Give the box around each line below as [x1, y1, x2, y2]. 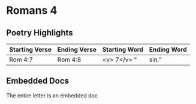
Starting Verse [9, 46, 52, 54]
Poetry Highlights [6, 28, 73, 38]
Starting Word [102, 46, 144, 54]
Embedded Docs [6, 76, 70, 86]
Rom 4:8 [57, 55, 82, 64]
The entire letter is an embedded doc [6, 91, 98, 99]
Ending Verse [57, 46, 97, 54]
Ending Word [149, 46, 187, 54]
